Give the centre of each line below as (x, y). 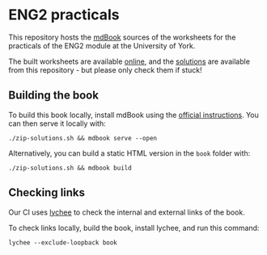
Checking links (47, 192)
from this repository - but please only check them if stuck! (105, 69)
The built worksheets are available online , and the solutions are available (129, 61)
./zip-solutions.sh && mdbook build (70, 168)
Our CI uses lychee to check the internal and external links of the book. (127, 212)
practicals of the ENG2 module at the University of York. (102, 45)
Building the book (54, 96)
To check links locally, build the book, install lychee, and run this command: (134, 228)
